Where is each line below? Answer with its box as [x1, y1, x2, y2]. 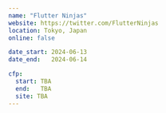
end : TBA [15, 84, 52, 92]
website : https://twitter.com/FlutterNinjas [8, 19, 159, 27]
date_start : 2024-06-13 [8, 49, 88, 56]
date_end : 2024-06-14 [8, 56, 88, 64]
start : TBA [15, 77, 52, 85]
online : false [8, 33, 56, 42]
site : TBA [15, 92, 48, 100]
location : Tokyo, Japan [8, 26, 88, 34]
